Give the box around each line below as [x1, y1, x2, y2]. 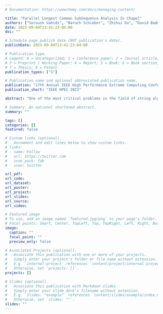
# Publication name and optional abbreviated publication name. [5, 78, 138, 83]
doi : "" [5, 30, 21, 34]
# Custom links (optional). [5, 136, 62, 141]
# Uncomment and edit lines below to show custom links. [5, 140, 127, 146]
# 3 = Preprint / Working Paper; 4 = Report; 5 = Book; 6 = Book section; [5, 60, 160, 66]
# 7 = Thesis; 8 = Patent [5, 65, 57, 70]
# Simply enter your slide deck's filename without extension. [5, 288, 140, 293]
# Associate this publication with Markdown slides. [5, 283, 118, 289]
